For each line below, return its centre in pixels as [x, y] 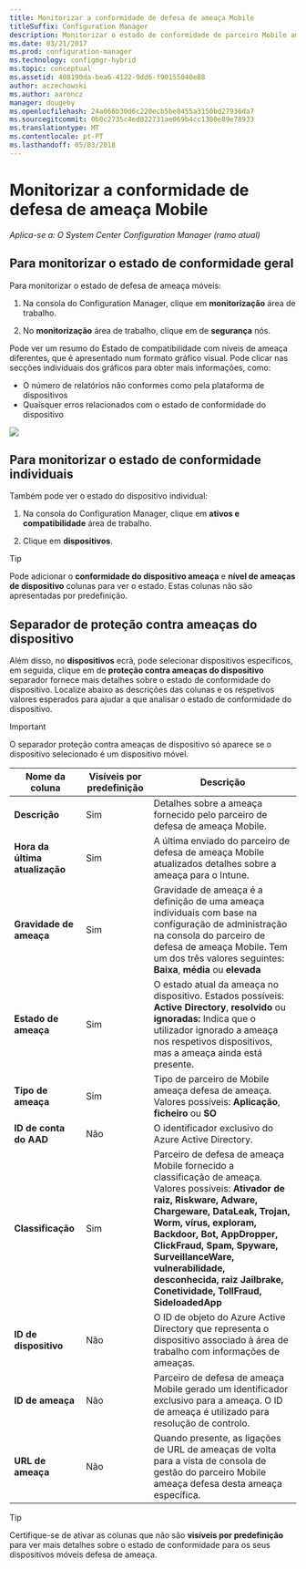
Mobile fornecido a [194, 1166]
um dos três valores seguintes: [219, 958]
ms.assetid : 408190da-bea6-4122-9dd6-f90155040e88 [107, 77]
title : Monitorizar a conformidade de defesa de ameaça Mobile [132, 18]
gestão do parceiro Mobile [210, 1472]
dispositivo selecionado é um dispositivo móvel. [99, 754]
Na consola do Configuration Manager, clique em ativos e [131, 514]
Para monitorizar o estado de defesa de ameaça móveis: [115, 285]
